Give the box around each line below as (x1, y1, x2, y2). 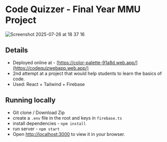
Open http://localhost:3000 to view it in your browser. (12, 131, 126, 137)
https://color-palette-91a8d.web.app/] (58, 60, 138, 66)
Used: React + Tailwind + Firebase (12, 81, 85, 87)
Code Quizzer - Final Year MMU (5, 4, 141, 15)
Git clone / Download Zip (12, 109, 65, 116)
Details (5, 46, 28, 54)
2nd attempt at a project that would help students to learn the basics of (12, 70, 162, 76)
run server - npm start (12, 126, 60, 132)
